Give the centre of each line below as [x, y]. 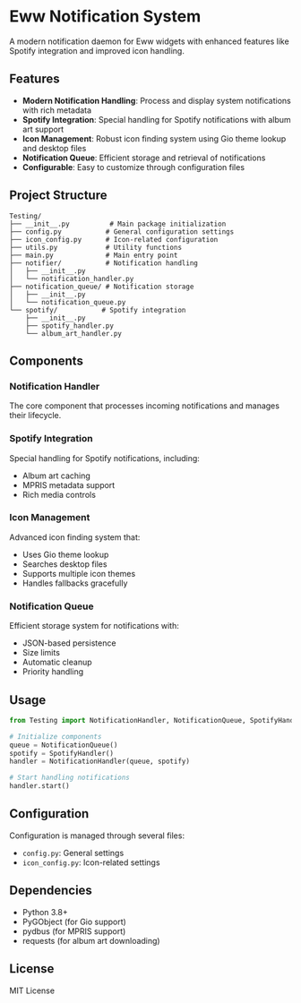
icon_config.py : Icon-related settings [91, 862]
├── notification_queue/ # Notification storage [102, 287]
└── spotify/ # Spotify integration [98, 310]
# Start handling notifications [69, 778]
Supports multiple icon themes [79, 573]
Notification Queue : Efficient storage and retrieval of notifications [144, 158]
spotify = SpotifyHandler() [62, 753]
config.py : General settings [73, 853]
